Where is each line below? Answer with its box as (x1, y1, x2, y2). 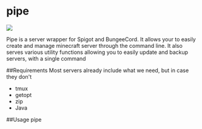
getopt (15, 91, 32, 98)
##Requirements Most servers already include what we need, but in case (6, 67, 189, 74)
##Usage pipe (6, 116, 42, 123)
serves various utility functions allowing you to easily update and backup (6, 48, 189, 56)
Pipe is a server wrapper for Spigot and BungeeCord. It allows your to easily (6, 35, 196, 43)
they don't (6, 73, 32, 80)
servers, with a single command (6, 55, 86, 62)
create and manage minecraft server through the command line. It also (6, 42, 183, 49)
